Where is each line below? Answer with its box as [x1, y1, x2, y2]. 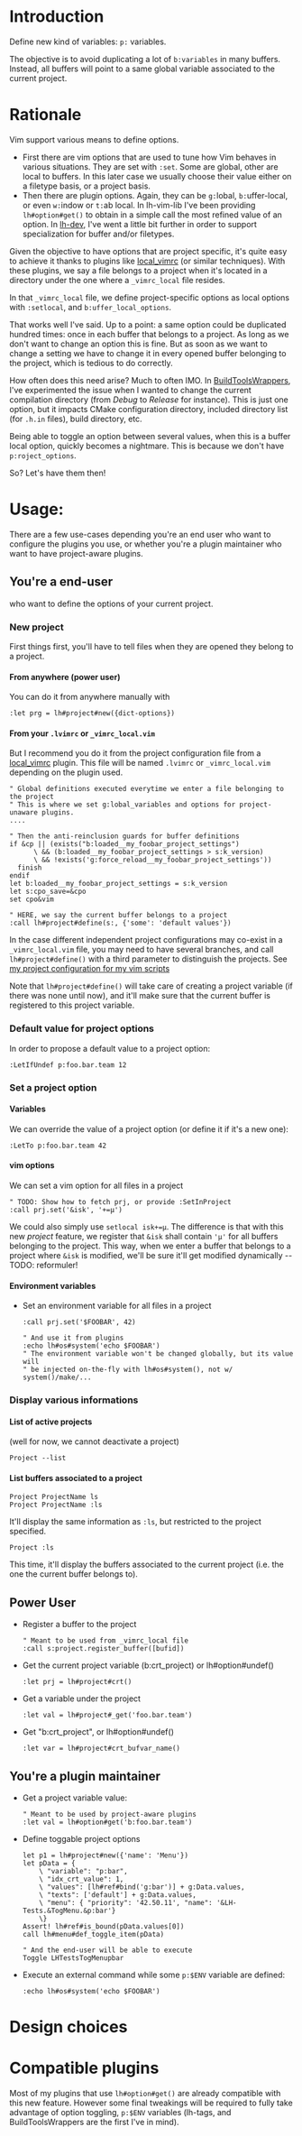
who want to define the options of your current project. [9, 598, 214, 609]
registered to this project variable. [9, 999, 135, 1011]
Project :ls [9, 1543, 54, 1552]
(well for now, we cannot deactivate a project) [9, 1436, 180, 1447]
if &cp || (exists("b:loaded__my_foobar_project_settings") [9, 840, 241, 849]
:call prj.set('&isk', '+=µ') [9, 1205, 124, 1214]
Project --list [9, 1454, 67, 1463]
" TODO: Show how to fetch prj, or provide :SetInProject [9, 1197, 232, 1206]
